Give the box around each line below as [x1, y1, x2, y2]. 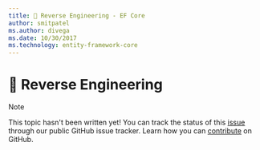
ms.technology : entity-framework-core [8, 41, 138, 49]
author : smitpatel [8, 19, 70, 27]
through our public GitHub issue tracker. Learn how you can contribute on [8, 126, 253, 136]
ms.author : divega [8, 26, 70, 34]
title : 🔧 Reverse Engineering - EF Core [8, 11, 146, 20]
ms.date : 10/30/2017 [8, 34, 78, 42]
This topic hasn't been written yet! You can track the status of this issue [8, 117, 246, 128]
